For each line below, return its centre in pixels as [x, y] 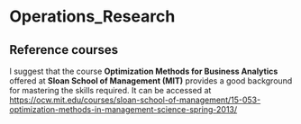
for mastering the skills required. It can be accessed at [110, 90]
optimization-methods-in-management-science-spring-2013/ [123, 109]
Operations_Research [92, 17]
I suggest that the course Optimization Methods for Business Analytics [144, 71]
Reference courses [64, 50]
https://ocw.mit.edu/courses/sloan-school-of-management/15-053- [135, 100]
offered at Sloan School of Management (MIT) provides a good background [151, 81]
